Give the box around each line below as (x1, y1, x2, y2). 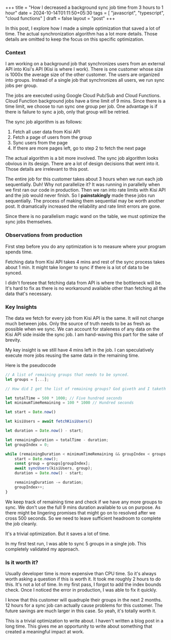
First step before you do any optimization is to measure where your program (5, 243, 166, 249)
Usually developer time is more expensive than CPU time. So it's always (5, 570, 157, 576)
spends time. (5, 249, 33, 255)
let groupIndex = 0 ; (5, 442, 50, 447)
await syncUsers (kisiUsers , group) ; (14, 466, 93, 471)
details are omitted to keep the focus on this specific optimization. (5, 36, 144, 42)
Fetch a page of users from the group (12, 134, 92, 140)
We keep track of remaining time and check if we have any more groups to (5, 499, 163, 505)
